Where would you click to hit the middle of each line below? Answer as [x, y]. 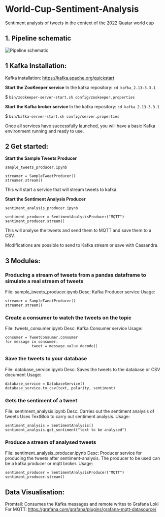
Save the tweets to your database [46, 359]
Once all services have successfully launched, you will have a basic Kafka [80, 126]
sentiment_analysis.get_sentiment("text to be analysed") [66, 430]
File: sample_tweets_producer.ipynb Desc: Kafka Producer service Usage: [80, 292]
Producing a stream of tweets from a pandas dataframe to [76, 275]
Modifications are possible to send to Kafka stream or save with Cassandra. [82, 245]
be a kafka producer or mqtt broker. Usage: [49, 464]
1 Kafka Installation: [36, 66]
